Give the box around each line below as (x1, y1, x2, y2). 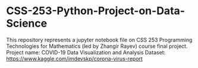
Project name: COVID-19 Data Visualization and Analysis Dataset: (6, 48, 166, 56)
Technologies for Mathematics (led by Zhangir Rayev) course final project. (6, 43, 188, 50)
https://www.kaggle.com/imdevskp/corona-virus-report (6, 55, 143, 62)
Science (6, 17, 48, 30)
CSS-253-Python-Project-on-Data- (6, 4, 186, 18)
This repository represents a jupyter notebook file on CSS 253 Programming (6, 36, 193, 43)
